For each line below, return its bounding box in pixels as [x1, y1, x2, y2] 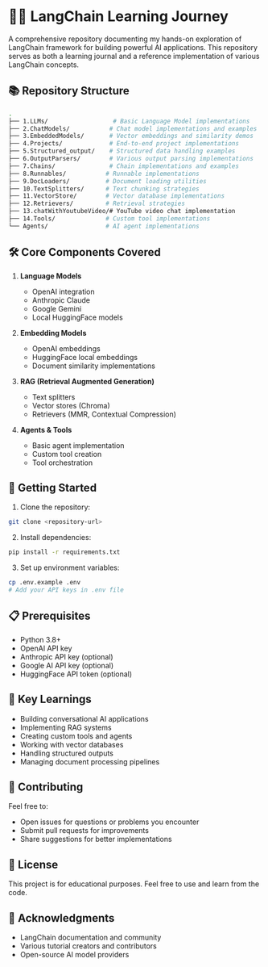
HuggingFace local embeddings [31, 352, 138, 362]
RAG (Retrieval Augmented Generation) [19, 376, 155, 386]
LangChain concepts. [8, 60, 79, 69]
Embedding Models [19, 328, 87, 337]
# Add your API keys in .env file [8, 586, 125, 594]
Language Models [19, 270, 82, 281]
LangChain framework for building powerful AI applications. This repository [8, 42, 258, 52]
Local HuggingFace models [31, 312, 123, 322]
